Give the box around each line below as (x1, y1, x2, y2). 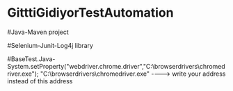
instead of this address (7, 76, 73, 85)
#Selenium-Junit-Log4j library (7, 41, 94, 49)
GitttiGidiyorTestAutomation (7, 5, 174, 21)
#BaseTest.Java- (7, 54, 56, 63)
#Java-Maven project (7, 28, 70, 36)
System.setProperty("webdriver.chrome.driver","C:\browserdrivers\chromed (7, 62, 226, 70)
